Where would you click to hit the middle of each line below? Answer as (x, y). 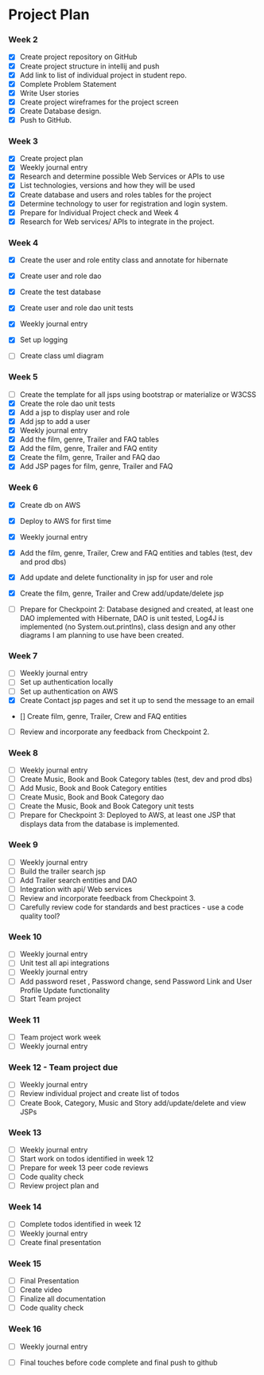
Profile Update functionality (64, 990)
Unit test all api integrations (64, 963)
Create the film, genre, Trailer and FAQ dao (90, 458)
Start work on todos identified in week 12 (87, 1158)
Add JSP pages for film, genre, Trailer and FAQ (96, 466)
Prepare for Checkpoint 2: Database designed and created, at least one (137, 609)
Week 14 (25, 1207)
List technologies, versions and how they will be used (107, 186)
